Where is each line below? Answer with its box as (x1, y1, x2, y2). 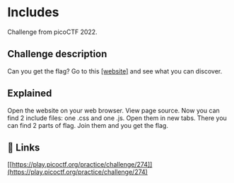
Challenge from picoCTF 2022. (7, 28, 98, 36)
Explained (7, 88, 52, 100)
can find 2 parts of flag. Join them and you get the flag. (7, 121, 168, 129)
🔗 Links (7, 141, 40, 153)
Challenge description (7, 48, 107, 60)
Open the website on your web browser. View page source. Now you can (7, 106, 221, 114)
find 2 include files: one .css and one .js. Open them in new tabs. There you (7, 114, 228, 122)
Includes (7, 4, 59, 20)
